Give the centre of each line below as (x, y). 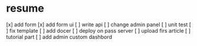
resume (25, 8)
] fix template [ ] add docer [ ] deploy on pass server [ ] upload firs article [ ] (98, 30)
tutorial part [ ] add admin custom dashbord (59, 37)
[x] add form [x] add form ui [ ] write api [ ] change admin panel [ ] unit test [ (99, 24)
